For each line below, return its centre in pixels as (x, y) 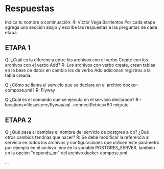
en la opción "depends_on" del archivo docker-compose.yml (66, 153)
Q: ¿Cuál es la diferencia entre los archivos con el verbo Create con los (77, 60)
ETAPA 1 (18, 48)
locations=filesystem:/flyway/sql (38, 105)
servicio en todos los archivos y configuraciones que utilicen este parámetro (82, 142)
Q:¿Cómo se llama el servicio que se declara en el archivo (63, 85)
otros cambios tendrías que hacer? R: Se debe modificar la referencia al (77, 137)
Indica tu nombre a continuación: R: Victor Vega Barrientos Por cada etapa (80, 22)
